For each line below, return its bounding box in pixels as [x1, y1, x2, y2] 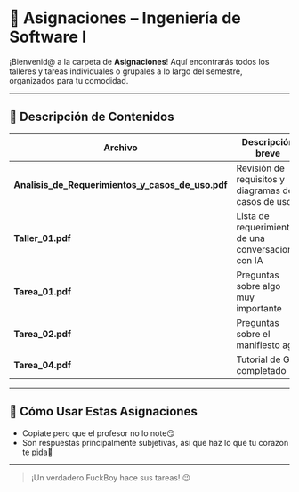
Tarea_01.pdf [13, 285, 72, 297]
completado [236, 364, 287, 376]
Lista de [236, 209, 270, 222]
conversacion [236, 243, 294, 255]
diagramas [236, 184, 281, 197]
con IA [236, 254, 263, 266]
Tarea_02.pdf [13, 327, 72, 340]
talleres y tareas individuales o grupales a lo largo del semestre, [9, 66, 243, 77]
